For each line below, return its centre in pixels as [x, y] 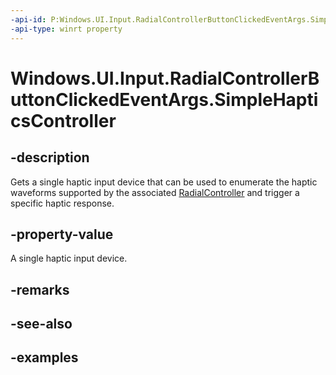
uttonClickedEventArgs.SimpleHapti [164, 99]
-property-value [62, 234]
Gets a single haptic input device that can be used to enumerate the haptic [164, 182]
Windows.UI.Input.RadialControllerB [165, 78]
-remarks [40, 289]
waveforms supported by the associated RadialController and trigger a [155, 192]
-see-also [41, 324]
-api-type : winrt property [66, 29]
